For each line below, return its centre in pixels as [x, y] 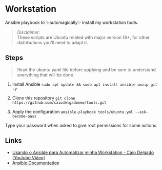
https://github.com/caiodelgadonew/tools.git [59, 103]
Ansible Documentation [36, 163]
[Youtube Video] [29, 157]
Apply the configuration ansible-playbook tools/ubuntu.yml [72, 112]
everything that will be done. [46, 75]
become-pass [24, 116]
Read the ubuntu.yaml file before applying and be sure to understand [86, 70]
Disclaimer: [28, 32]
